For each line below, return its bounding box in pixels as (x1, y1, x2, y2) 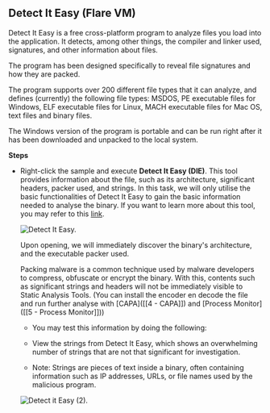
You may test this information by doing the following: (31, 323, 207, 332)
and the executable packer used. (19, 248, 130, 258)
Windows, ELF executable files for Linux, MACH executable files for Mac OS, (8, 102, 263, 111)
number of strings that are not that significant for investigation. (31, 347, 240, 357)
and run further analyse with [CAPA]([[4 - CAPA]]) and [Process (19, 298, 232, 308)
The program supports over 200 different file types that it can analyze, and (8, 85, 257, 94)
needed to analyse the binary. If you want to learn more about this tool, (19, 200, 255, 210)
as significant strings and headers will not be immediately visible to (19, 282, 243, 291)
